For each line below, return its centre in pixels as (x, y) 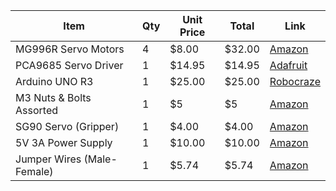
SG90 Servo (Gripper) (67, 126)
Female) (34, 171)
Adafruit (288, 65)
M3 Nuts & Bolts (53, 97)
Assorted (36, 110)
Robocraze (295, 81)
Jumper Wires (48, 159)
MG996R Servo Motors (70, 49)
